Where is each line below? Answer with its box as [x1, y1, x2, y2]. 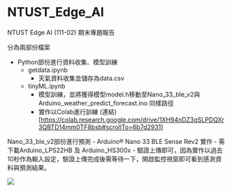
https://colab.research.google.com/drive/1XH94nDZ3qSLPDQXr [41, 115, 225, 124]
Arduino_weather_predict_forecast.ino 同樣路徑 [38, 98, 174, 107]
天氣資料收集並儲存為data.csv [38, 74, 124, 82]
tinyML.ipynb [27, 82, 66, 90]
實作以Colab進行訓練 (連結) [38, 108, 117, 116]
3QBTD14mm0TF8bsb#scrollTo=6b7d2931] [38, 123, 164, 131]
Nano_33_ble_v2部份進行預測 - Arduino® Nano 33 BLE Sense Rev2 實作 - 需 [7, 137, 225, 145]
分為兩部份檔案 [7, 43, 50, 51]
